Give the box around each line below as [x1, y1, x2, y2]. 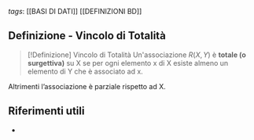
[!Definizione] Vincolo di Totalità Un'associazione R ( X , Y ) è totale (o [27, 50, 246, 59]
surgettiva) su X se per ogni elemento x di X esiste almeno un [27, 58, 229, 67]
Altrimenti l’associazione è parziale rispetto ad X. [8, 81, 167, 91]
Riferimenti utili [8, 105, 85, 118]
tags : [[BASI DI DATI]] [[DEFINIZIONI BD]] [8, 7, 142, 16]
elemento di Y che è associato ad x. [27, 66, 143, 76]
